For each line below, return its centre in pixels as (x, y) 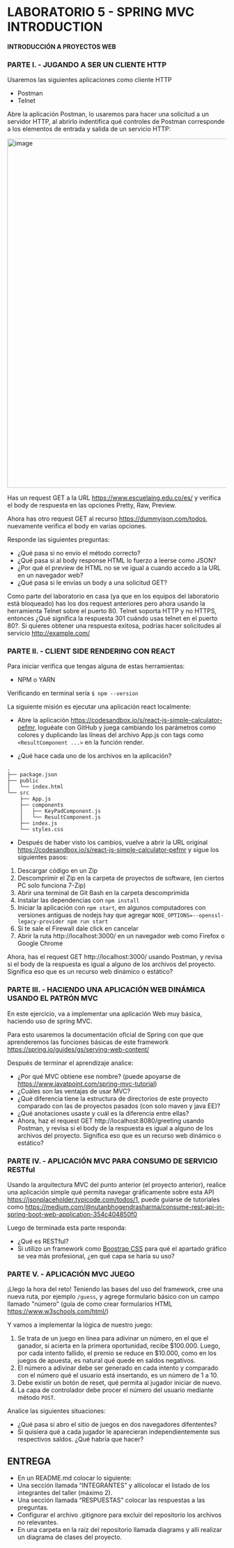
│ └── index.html (36, 787)
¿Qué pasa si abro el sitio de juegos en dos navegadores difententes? (117, 1425)
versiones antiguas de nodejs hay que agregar (84, 915)
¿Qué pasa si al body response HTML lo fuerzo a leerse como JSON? (117, 560)
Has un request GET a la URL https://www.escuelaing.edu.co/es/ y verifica (114, 498)
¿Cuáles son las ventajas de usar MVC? (74, 1091)
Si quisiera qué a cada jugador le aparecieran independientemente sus (119, 1432)
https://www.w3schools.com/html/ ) (58, 1311)
